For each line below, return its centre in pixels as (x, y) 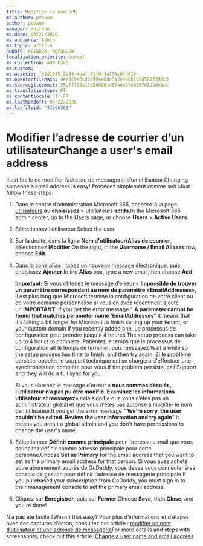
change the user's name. (46, 430)
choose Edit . (31, 254)
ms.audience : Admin (31, 40)
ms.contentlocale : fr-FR (37, 96)
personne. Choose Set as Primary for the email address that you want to (105, 455)
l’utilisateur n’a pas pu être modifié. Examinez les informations (95, 392)
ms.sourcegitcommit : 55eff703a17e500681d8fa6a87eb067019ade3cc (88, 85)
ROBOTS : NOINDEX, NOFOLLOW (40, 51)
